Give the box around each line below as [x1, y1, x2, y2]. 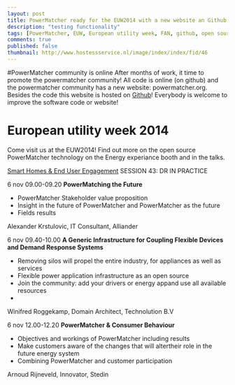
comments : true [7, 36, 52, 43]
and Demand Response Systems [7, 242, 104, 252]
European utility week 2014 [7, 123, 169, 138]
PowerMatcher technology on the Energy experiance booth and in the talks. [7, 153, 225, 161]
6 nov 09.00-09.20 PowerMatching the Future [7, 180, 143, 189]
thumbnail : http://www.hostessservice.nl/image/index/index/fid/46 [7, 50, 208, 57]
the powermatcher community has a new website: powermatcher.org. [7, 83, 208, 92]
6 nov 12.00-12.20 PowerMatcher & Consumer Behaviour [7, 321, 175, 329]
